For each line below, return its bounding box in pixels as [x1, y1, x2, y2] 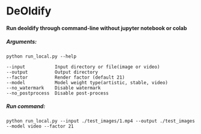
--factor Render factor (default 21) [6, 74, 125, 81]
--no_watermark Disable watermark [6, 85, 101, 91]
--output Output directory [6, 69, 98, 75]
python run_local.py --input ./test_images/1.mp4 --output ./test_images [6, 118, 196, 124]
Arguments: [6, 38, 37, 46]
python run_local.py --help [6, 53, 77, 59]
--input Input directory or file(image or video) [6, 64, 161, 70]
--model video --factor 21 [6, 123, 74, 129]
